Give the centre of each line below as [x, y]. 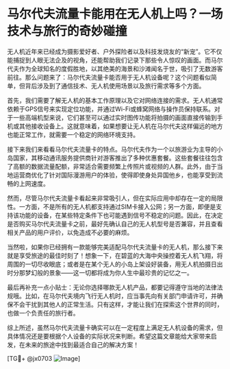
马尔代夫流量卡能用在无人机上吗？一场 [115, 14]
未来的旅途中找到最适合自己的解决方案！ [82, 344]
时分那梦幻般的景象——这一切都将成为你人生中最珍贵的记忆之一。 [100, 272]
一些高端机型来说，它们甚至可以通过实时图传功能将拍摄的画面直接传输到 [115, 117]
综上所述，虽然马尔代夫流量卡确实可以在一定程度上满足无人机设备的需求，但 [115, 327]
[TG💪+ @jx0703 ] [44, 358]
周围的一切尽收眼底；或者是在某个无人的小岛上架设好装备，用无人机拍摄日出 [115, 264]
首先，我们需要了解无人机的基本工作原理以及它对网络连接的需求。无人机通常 [115, 100]
